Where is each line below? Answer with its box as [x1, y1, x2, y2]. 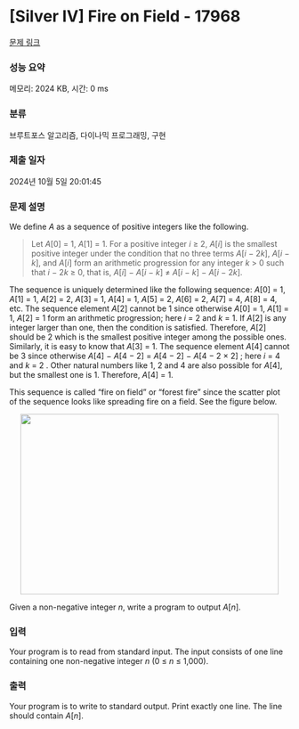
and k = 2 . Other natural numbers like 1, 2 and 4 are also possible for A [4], [9, 360, 283, 371]
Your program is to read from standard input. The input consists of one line [9, 646, 284, 657]
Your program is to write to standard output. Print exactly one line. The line [9, 700, 283, 711]
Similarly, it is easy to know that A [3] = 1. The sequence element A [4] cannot [9, 341, 290, 352]
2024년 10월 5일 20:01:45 [9, 176, 102, 186]
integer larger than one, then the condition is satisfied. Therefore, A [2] [9, 323, 267, 333]
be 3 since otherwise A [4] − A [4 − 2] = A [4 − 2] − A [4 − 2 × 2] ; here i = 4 [9, 350, 280, 362]
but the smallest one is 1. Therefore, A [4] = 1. [9, 370, 174, 381]
